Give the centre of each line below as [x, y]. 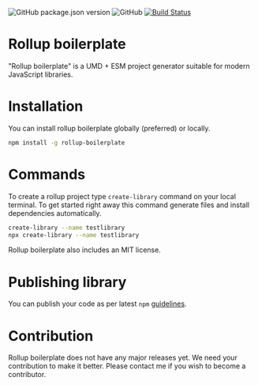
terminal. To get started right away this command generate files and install [129, 205]
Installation [46, 106]
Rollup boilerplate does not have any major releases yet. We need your [123, 358]
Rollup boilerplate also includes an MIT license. [85, 250]
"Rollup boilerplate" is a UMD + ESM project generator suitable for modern [129, 66]
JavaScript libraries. [41, 74]
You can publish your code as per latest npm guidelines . [97, 304]
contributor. [27, 375]
